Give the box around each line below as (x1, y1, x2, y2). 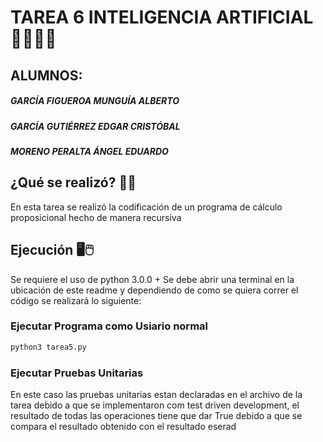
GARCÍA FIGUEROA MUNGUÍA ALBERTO (10, 95, 180, 107)
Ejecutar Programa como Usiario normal (10, 319, 208, 333)
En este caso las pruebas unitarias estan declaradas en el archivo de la (10, 389, 303, 401)
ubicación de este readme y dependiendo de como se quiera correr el (10, 284, 299, 296)
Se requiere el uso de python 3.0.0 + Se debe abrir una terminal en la (10, 273, 295, 285)
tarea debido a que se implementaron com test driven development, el (10, 399, 300, 411)
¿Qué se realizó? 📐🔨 (10, 174, 137, 191)
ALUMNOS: (10, 67, 83, 84)
